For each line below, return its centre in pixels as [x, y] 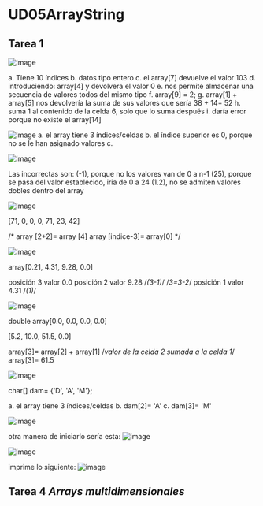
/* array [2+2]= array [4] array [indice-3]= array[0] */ [94, 236]
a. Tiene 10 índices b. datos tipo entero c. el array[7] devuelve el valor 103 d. [132, 78]
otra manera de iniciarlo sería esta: [65, 436]
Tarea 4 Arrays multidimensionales [96, 491]
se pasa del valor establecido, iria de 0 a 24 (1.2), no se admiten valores [125, 182]
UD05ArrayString [67, 15]
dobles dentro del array [46, 190]
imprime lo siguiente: [42, 467]
